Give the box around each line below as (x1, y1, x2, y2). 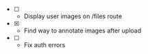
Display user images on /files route (23, 12, 122, 20)
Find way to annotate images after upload (23, 26, 142, 34)
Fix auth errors (23, 41, 66, 49)
